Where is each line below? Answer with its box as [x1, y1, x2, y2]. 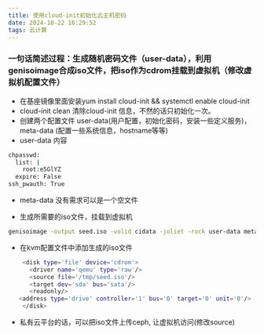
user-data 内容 [19, 135, 68, 145]
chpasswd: [8, 151, 41, 159]
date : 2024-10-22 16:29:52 [8, 19, 97, 27]
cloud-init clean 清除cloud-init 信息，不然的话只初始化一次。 [19, 106, 215, 115]
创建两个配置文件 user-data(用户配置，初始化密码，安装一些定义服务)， [19, 115, 251, 125]
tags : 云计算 [8, 26, 47, 34]
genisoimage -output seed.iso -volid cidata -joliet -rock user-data [8, 228, 241, 236]
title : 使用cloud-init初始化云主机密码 [8, 11, 127, 20]
